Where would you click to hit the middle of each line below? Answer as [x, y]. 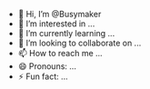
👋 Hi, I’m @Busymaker [60, 14]
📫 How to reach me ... [60, 53]
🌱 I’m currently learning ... [66, 33]
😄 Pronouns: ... [47, 66]
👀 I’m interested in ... [56, 24]
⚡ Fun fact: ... [43, 76]
